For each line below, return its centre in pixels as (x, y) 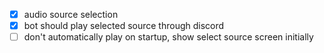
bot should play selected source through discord (124, 26)
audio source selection (71, 14)
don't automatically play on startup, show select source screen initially (168, 37)
